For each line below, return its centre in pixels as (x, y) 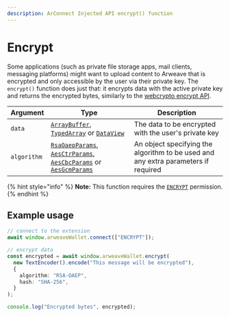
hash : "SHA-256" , (44, 282)
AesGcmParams (72, 169)
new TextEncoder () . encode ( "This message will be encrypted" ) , (104, 262)
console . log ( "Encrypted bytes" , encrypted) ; (72, 307)
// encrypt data (30, 250)
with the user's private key (176, 132)
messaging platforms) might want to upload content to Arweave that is (106, 73)
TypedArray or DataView (88, 132)
